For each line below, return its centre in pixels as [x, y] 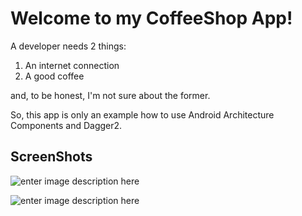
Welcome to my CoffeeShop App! [151, 18]
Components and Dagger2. [66, 125]
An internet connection [72, 65]
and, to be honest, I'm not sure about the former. [110, 95]
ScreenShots [51, 157]
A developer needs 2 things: [68, 46]
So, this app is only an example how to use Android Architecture [142, 114]
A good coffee [54, 76]
